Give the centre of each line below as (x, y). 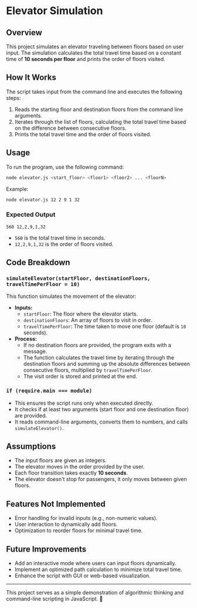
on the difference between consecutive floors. (70, 128)
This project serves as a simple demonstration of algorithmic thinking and (95, 593)
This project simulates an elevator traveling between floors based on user (95, 46)
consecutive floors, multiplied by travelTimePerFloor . (88, 370)
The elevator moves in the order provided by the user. (79, 467)
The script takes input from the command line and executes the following (94, 92)
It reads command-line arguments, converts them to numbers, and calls (101, 422)
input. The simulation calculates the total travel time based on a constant (94, 53)
